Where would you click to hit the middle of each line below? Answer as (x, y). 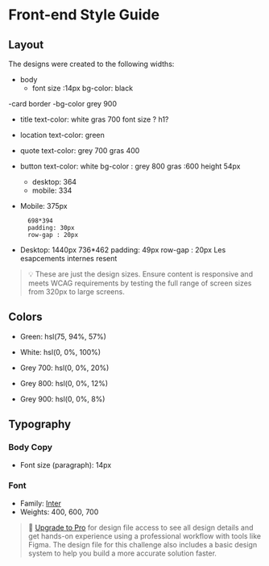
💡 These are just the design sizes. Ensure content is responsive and (141, 274)
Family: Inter (41, 503)
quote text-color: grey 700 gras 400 (80, 150)
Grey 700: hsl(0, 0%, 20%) (64, 368)
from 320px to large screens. (76, 291)
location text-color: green (62, 135)
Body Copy (31, 447)
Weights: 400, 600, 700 (59, 512)
